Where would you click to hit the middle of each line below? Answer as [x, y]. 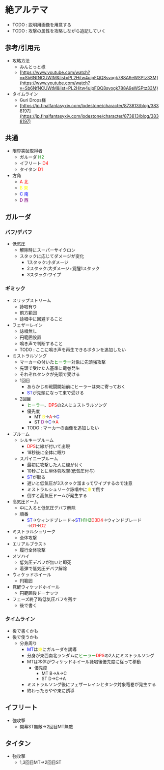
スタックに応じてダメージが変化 [52, 256]
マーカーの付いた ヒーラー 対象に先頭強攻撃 [63, 362]
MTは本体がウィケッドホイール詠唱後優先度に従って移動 [84, 661]
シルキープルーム [37, 440]
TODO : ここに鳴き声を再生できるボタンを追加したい [73, 350]
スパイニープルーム [39, 458]
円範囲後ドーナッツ [39, 593]
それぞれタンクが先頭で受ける [50, 374]
